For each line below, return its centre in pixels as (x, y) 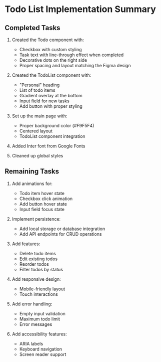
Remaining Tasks (32, 171)
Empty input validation (42, 313)
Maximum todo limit (40, 319)
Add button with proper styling (51, 106)
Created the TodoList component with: (51, 75)
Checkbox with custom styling (50, 49)
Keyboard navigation (41, 349)
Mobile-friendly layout (42, 289)
